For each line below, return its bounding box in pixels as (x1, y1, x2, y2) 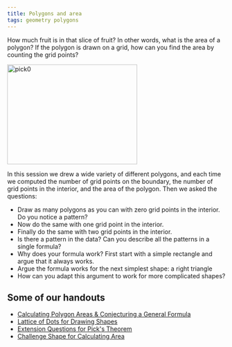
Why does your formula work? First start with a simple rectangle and (17, 249, 213, 257)
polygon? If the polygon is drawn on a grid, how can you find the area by (7, 43, 215, 51)
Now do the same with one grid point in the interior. (17, 220, 164, 228)
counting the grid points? (7, 50, 79, 59)
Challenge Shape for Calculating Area (17, 332, 125, 341)
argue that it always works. (17, 257, 95, 265)
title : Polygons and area (7, 10, 82, 17)
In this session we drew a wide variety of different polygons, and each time (7, 169, 222, 178)
